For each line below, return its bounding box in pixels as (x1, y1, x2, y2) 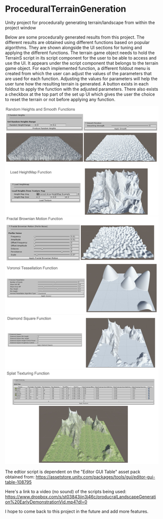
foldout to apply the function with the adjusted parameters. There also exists (5, 86, 158, 92)
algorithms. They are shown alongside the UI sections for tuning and (5, 44, 142, 50)
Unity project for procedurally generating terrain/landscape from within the (5, 20, 155, 25)
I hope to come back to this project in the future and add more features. (5, 508, 148, 514)
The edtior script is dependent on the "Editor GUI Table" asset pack (5, 469, 141, 475)
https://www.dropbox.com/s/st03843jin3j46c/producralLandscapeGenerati (5, 494, 156, 499)
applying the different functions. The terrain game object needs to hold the (5, 50, 155, 56)
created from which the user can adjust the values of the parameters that (5, 70, 152, 76)
